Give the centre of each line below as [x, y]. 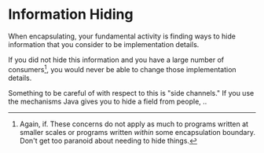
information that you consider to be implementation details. [104, 44]
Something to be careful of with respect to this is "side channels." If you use [131, 93]
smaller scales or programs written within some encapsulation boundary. [137, 132]
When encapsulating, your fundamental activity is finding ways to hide [122, 36]
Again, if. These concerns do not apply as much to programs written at [134, 124]
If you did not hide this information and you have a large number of [116, 60]
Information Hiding [71, 15]
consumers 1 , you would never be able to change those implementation [123, 68]
